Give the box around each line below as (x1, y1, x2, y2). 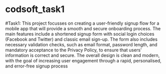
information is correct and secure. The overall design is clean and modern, (5, 52, 160, 58)
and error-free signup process (5, 63, 68, 69)
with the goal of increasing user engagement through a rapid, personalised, (5, 57, 162, 63)
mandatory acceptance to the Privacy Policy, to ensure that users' (5, 47, 142, 53)
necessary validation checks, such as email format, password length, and (5, 41, 157, 47)
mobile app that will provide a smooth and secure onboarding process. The (5, 25, 161, 31)
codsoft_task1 (5, 4, 65, 15)
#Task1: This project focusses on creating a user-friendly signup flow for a (5, 20, 159, 26)
